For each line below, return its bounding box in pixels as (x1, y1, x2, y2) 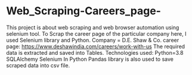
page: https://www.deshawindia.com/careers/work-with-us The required (6, 43, 185, 50)
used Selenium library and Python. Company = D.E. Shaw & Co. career (6, 36, 179, 43)
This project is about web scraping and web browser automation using (6, 24, 179, 31)
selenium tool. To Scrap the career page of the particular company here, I (6, 30, 187, 37)
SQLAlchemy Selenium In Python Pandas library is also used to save (6, 55, 174, 62)
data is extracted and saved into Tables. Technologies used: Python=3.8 (6, 49, 184, 56)
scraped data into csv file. (6, 61, 70, 69)
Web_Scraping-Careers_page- (6, 4, 161, 18)
